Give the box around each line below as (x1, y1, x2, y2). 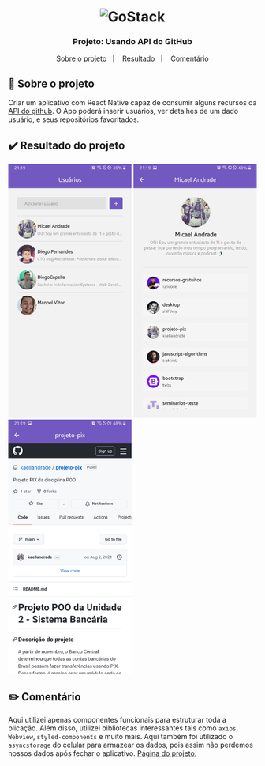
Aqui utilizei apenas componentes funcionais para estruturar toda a (8, 715, 227, 725)
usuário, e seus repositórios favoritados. (8, 115, 140, 124)
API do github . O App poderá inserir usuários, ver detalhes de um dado (8, 107, 239, 116)
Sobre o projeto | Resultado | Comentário (56, 54, 209, 63)
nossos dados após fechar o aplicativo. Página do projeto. (8, 749, 197, 758)
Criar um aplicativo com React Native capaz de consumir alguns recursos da (8, 98, 257, 108)
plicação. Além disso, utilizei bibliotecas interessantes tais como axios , (8, 723, 239, 733)
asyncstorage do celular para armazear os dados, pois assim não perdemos (8, 740, 254, 750)
